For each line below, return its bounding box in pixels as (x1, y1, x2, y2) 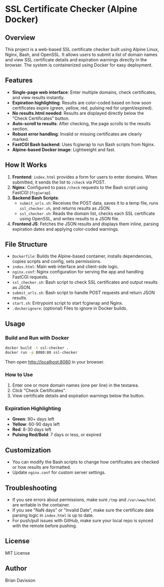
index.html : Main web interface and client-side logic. (12, 264, 119, 269)
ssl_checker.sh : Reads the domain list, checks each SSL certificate (19, 210, 155, 216)
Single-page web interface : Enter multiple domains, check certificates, (12, 89, 157, 95)
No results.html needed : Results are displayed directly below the (12, 110, 144, 116)
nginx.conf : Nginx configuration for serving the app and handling (12, 269, 144, 275)
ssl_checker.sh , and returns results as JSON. (19, 205, 111, 211)
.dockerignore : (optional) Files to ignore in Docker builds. (12, 305, 128, 311)
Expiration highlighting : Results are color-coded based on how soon (12, 100, 152, 106)
